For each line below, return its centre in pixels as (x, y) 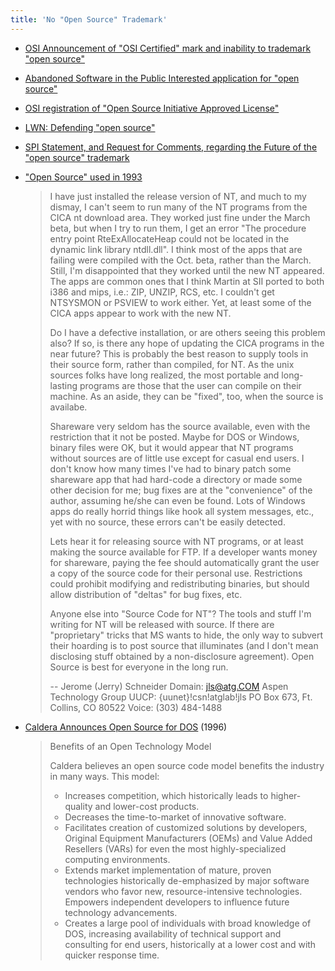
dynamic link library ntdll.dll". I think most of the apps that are (176, 249)
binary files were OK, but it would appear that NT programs (171, 447)
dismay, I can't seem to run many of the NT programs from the (178, 207)
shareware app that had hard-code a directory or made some (176, 479)
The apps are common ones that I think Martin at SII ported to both (187, 281)
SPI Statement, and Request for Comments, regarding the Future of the (171, 147)
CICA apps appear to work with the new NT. (140, 313)
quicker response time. (112, 955)
